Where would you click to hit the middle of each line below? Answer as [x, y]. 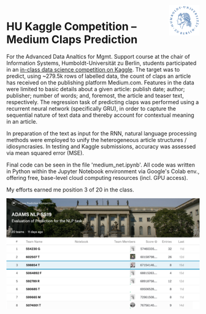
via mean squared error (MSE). [45, 153]
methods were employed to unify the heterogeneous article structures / [97, 140]
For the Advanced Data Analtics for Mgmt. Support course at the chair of [98, 56]
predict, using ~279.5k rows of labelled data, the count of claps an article [99, 76]
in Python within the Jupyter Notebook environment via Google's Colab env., [103, 171]
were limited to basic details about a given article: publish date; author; [96, 89]
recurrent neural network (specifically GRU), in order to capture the [91, 108]
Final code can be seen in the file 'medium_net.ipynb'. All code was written [101, 165]
